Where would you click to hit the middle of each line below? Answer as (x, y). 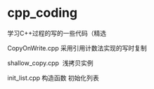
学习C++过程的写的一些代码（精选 (57, 33)
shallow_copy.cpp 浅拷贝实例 (50, 63)
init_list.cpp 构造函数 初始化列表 (53, 78)
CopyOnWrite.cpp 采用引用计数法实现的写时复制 (77, 48)
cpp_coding (43, 13)
